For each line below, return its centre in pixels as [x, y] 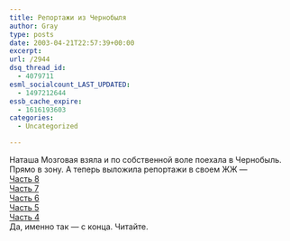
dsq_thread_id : [38, 68]
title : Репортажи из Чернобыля [68, 18]
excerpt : [26, 51]
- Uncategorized [48, 127]
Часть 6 [24, 198]
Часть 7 [24, 188]
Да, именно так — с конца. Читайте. [79, 227]
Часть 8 [24, 179]
